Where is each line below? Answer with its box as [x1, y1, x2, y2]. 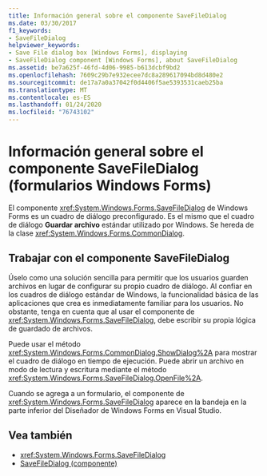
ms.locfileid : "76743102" [8, 109, 94, 117]
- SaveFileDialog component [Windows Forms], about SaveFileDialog [8, 57, 238, 65]
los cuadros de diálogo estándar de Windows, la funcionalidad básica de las [8, 289, 259, 299]
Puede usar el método [8, 339, 82, 348]
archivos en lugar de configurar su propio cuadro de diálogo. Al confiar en [8, 281, 253, 291]
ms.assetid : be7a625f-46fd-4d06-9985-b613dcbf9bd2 [8, 64, 181, 72]
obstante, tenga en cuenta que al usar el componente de [8, 307, 195, 316]
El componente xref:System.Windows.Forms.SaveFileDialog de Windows [8, 203, 249, 212]
